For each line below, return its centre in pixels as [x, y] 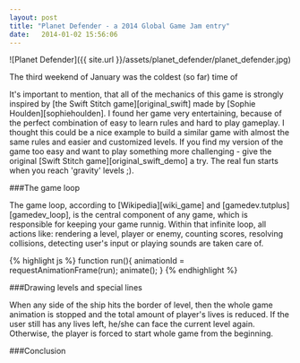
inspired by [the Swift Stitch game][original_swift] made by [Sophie [133, 104]
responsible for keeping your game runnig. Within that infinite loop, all [138, 224]
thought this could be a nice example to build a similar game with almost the [149, 133]
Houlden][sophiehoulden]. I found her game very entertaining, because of [146, 114]
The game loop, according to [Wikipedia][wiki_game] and [115, 205]
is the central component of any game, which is [160, 215]
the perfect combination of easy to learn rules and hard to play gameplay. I [147, 123]
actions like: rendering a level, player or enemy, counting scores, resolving [146, 234]
